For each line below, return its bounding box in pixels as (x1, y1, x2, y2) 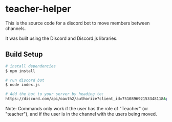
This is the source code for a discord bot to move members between (5, 20, 150, 26)
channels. (5, 25, 26, 31)
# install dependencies (5, 63, 56, 69)
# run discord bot (5, 78, 45, 83)
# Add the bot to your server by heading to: (5, 91, 104, 97)
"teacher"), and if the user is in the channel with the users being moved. (5, 111, 157, 117)
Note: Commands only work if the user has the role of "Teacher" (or (5, 106, 148, 111)
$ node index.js (5, 82, 40, 87)
